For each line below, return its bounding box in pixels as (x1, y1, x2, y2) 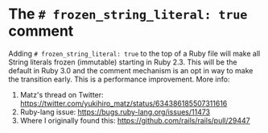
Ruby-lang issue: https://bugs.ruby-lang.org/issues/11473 (19, 106, 211, 117)
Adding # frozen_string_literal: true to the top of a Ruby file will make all (8, 48, 261, 58)
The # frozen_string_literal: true (8, 5, 248, 23)
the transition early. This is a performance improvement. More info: (8, 74, 230, 84)
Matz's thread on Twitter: (19, 89, 104, 99)
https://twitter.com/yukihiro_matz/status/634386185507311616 (19, 98, 228, 108)
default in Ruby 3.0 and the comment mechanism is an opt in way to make (8, 65, 254, 75)
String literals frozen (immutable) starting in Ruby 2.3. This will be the (8, 57, 237, 67)
